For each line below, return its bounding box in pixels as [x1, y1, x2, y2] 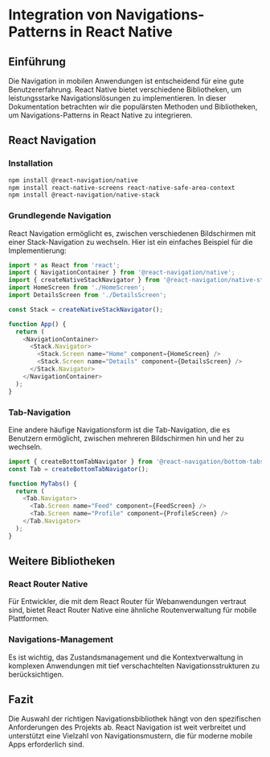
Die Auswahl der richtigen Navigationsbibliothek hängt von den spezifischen [8, 714, 261, 724]
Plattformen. [8, 614, 50, 623]
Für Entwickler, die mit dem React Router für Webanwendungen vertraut [8, 597, 247, 606]
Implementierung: [8, 246, 67, 255]
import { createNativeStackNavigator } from [8, 276, 160, 284]
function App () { [8, 320, 67, 328]
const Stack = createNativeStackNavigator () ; [8, 305, 163, 313]
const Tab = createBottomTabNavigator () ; [8, 465, 149, 473]
